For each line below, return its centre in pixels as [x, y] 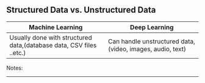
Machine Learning [56, 27]
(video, [118, 49]
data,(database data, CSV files [53, 45]
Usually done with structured [51, 37]
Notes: [15, 68]
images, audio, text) [158, 49]
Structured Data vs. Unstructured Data [81, 10]
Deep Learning [152, 27]
